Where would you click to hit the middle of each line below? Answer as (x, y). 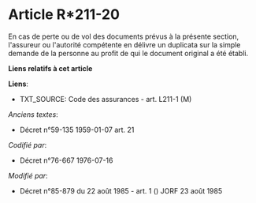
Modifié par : (28, 175)
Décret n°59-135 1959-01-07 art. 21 (77, 130)
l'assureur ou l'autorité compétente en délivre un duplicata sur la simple (124, 44)
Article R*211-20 (64, 15)
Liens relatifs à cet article (50, 68)
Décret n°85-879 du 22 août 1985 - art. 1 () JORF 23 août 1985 (121, 190)
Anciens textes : (33, 114)
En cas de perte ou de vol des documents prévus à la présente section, (124, 36)
